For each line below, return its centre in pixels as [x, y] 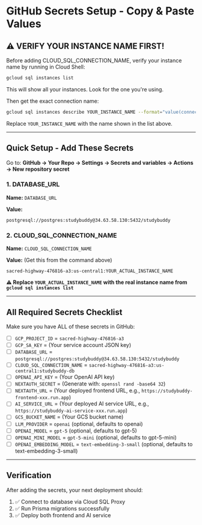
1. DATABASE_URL [33, 185]
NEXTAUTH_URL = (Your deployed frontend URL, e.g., [77, 391]
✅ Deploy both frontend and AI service [63, 515]
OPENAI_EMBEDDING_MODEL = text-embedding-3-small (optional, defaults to [104, 444]
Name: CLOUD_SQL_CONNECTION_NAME [49, 248]
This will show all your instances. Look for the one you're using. [85, 89]
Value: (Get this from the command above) [59, 260]
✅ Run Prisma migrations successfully [62, 508]
